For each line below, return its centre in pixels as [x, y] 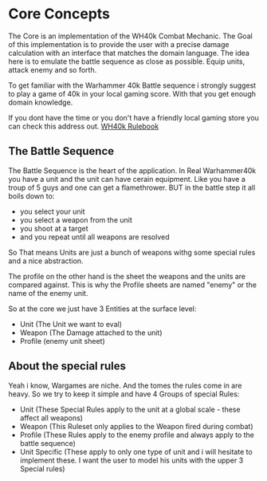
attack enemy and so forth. [53, 69]
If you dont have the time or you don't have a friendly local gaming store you [133, 117]
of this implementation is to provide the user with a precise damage [119, 44]
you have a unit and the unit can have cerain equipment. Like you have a [127, 179]
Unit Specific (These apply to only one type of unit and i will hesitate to [136, 451]
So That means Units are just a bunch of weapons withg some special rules [132, 252]
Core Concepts [59, 14]
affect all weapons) [51, 418]
